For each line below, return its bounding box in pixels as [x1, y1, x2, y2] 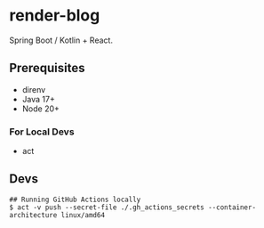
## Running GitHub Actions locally [9, 195, 141, 204]
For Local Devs [9, 126, 75, 138]
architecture [9, 210, 58, 219]
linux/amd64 [60, 210, 105, 219]
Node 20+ [21, 103, 60, 114]
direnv [21, 84, 46, 94]
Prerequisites [9, 61, 85, 76]
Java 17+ [21, 94, 55, 104]
